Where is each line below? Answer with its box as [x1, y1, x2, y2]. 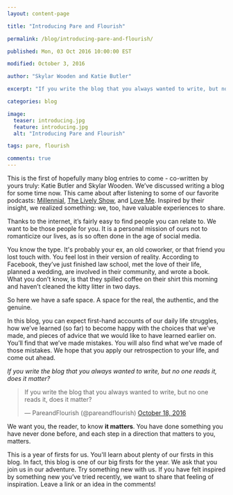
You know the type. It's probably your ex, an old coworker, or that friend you [7, 245, 225, 254]
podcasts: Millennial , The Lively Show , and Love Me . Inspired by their [7, 196, 205, 204]
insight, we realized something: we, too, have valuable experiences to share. [7, 204, 225, 212]
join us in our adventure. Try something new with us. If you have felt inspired [7, 465, 226, 473]
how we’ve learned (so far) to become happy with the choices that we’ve [7, 324, 216, 332]
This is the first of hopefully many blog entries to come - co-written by [7, 175, 209, 182]
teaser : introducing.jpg [13, 117, 85, 124]
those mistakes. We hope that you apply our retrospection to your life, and [7, 346, 219, 355]
